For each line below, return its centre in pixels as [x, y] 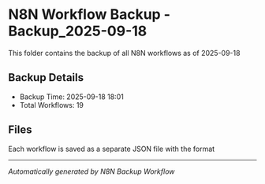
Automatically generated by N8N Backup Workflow [91, 171]
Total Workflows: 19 [52, 105]
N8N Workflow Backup [84, 15]
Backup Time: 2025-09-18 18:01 [71, 97]
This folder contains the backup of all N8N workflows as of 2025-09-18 [124, 53]
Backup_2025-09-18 [78, 31]
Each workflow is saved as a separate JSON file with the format [112, 149]
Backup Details [46, 77]
